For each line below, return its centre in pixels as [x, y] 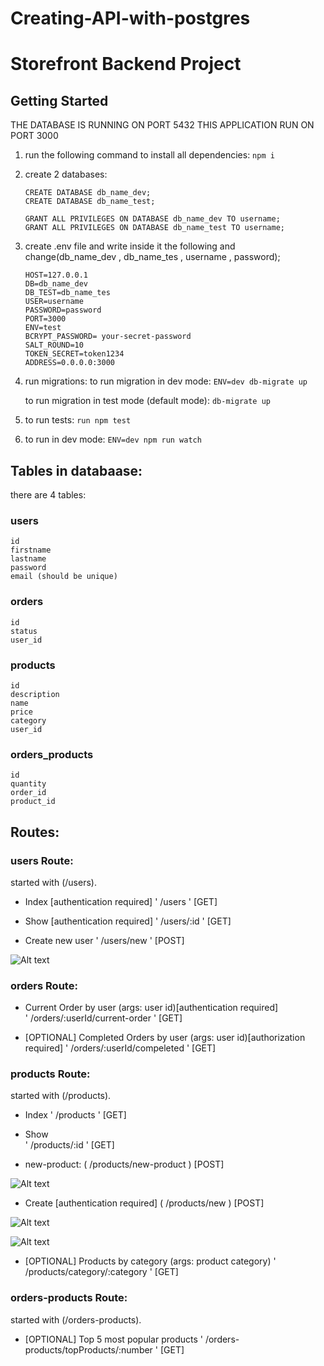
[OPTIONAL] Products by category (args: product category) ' [150, 1261]
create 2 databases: [66, 174]
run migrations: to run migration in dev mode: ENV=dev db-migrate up [166, 381]
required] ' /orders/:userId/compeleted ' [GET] [120, 1048]
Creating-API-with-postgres [130, 18]
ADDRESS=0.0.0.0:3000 [69, 363]
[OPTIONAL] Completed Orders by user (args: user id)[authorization [165, 1038]
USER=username [54, 302]
